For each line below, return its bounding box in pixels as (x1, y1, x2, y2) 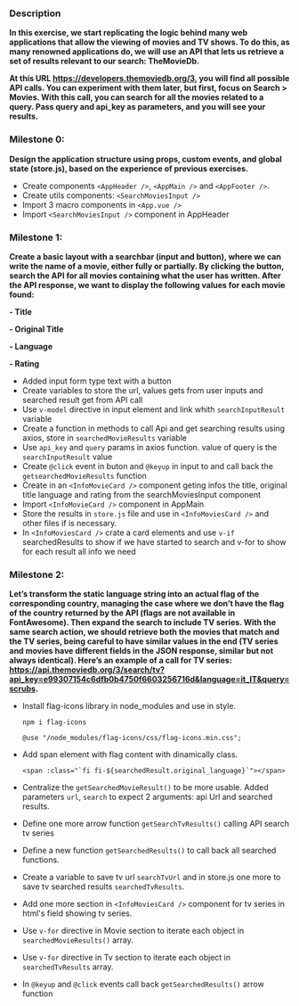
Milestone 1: (9, 231, 63, 243)
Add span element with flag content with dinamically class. (21, 749, 238, 760)
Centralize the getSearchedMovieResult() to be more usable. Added (21, 782, 269, 793)
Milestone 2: (9, 568, 65, 581)
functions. (21, 854, 60, 865)
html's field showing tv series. (21, 908, 133, 919)
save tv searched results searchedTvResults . (21, 881, 185, 892)
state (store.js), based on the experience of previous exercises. (9, 163, 249, 174)
